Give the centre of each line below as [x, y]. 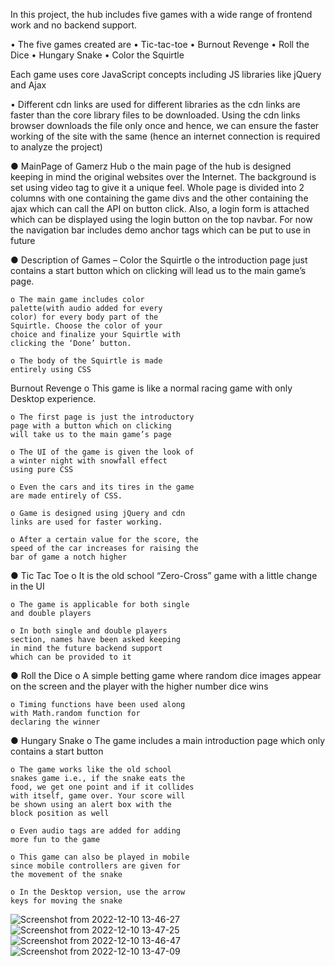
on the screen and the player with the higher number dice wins [139, 686]
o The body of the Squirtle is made [86, 361]
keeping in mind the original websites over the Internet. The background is [163, 177]
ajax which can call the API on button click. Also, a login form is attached [160, 208]
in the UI [27, 586]
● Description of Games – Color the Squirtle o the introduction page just [159, 260]
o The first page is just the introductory [102, 417]
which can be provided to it [71, 657]
